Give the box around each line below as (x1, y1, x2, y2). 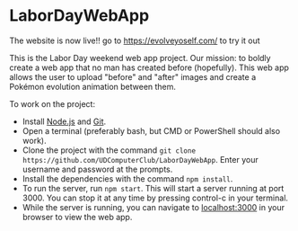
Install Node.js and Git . (22, 116, 107, 127)
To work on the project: (9, 98, 96, 109)
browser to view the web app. (22, 211, 133, 222)
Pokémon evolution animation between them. (9, 81, 177, 92)
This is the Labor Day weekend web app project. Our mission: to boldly (9, 52, 271, 63)
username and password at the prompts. (22, 164, 173, 174)
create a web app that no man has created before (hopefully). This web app (9, 62, 290, 73)
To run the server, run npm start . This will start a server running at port (22, 182, 285, 193)
